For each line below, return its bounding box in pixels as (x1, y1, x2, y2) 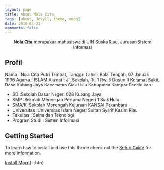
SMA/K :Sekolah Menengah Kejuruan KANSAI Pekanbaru (12, 102, 128, 108)
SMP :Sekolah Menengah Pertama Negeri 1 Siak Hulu (12, 96, 120, 102)
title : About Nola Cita (5, 12, 54, 17)
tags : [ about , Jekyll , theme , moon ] (5, 16, 80, 21)
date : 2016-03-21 (5, 21, 41, 26)
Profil (5, 58, 22, 67)
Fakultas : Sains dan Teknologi (12, 112, 74, 118)
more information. (5, 150, 41, 156)
